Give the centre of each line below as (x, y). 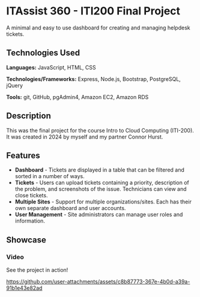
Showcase (26, 240)
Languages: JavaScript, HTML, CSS (51, 67)
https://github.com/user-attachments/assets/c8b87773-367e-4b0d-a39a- (98, 282)
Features (23, 155)
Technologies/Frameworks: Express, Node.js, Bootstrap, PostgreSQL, (94, 79)
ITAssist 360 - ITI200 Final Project (93, 11)
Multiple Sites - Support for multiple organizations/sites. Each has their (103, 202)
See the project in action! (37, 270)
